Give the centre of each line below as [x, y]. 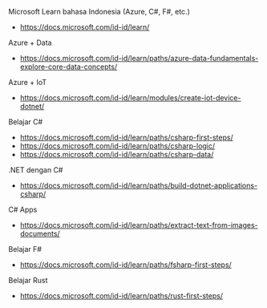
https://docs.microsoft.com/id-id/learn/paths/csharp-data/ [117, 154]
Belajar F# [25, 249]
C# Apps [23, 209]
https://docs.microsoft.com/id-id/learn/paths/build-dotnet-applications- [139, 185]
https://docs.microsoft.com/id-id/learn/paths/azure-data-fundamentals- [139, 58]
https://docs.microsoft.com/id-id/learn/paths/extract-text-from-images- [139, 225]
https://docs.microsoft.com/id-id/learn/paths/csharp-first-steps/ [127, 137]
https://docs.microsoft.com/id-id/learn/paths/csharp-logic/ [117, 146]
